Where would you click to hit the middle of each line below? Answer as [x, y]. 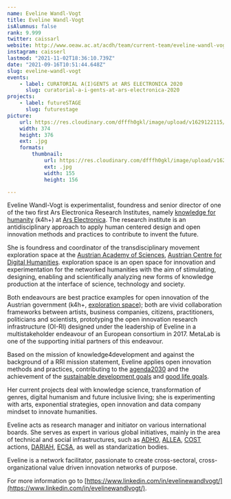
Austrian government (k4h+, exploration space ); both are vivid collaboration [114, 305]
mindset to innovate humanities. [52, 412]
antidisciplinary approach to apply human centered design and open [104, 227]
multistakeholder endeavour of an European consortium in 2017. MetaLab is [114, 334]
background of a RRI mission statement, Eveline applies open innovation [109, 362]
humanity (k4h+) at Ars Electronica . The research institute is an [97, 220]
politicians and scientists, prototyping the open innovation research [102, 320]
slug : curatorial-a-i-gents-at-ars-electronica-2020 [102, 90]
